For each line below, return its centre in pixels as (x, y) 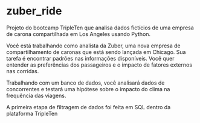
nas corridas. (23, 71)
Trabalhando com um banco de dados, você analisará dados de (85, 83)
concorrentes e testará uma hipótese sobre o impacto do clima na (88, 89)
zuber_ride (34, 11)
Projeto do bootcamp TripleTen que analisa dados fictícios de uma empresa (100, 28)
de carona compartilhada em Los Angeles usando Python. (79, 34)
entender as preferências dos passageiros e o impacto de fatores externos (99, 65)
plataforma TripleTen (32, 113)
